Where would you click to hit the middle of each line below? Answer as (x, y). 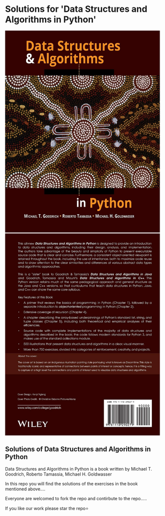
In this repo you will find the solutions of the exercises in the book (71, 483)
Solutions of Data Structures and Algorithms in (78, 449)
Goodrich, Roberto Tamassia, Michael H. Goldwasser (58, 474)
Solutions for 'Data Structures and (76, 9)
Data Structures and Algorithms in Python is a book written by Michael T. (79, 469)
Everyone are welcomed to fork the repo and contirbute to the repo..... (76, 498)
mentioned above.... (25, 489)
